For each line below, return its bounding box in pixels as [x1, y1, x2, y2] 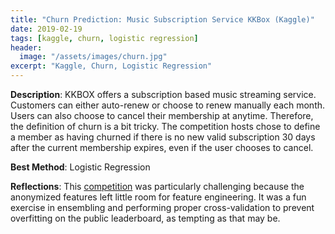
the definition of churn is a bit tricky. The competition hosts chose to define [10, 121, 321, 132]
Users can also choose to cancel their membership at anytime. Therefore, [10, 110, 314, 121]
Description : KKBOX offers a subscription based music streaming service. [10, 89, 317, 100]
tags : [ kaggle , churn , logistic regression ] [10, 33, 199, 43]
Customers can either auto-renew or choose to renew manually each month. [10, 99, 326, 111]
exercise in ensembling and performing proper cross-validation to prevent [10, 202, 315, 213]
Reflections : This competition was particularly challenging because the [10, 181, 305, 192]
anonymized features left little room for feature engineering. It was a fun [10, 191, 307, 203]
